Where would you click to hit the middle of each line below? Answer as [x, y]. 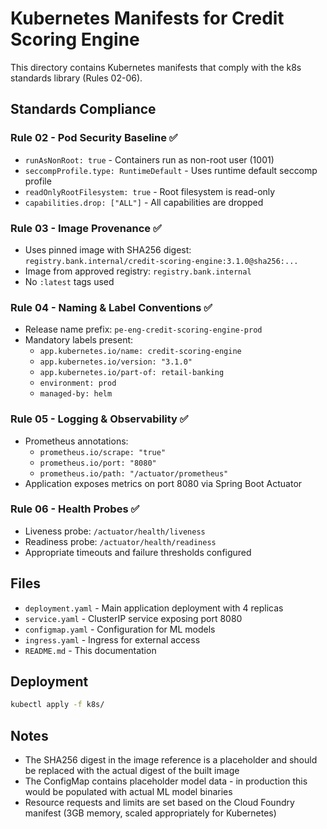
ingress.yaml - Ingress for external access [112, 639]
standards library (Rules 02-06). [76, 78]
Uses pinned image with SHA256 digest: [108, 249]
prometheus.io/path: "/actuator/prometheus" [134, 473]
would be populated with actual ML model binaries [128, 792]
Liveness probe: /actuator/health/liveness [115, 531]
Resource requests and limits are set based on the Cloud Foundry [159, 803]
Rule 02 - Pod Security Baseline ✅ [94, 138]
